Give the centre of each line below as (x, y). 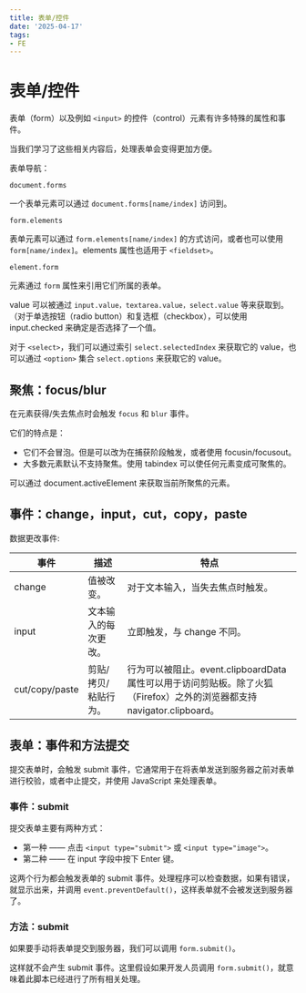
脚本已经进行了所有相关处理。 (89, 979)
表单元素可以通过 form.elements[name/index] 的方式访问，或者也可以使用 (147, 239)
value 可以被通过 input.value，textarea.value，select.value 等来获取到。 (149, 305)
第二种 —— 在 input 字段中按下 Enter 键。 (101, 858)
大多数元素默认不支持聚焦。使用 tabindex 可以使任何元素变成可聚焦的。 (157, 464)
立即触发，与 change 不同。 (187, 631)
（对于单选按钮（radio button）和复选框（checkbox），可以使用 (128, 316)
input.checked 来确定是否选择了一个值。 (85, 328)
